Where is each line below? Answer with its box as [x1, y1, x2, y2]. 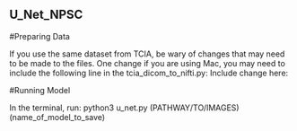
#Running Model [9, 84, 71, 95]
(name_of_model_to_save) [9, 111, 106, 122]
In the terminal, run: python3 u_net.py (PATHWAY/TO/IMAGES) [9, 102, 240, 113]
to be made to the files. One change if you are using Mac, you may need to [9, 57, 285, 68]
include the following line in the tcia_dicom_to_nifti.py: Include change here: [9, 67, 289, 78]
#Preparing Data [9, 31, 70, 41]
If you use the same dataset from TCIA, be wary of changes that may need [9, 48, 285, 59]
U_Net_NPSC [9, 7, 83, 22]
